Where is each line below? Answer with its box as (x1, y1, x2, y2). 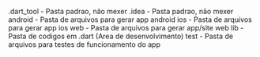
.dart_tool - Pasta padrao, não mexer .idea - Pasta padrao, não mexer (8, 7, 234, 16)
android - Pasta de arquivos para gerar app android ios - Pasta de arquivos (8, 15, 253, 24)
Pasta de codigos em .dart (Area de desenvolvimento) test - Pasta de (8, 31, 234, 41)
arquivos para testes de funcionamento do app (8, 40, 160, 49)
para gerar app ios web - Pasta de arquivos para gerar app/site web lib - (8, 23, 244, 32)
